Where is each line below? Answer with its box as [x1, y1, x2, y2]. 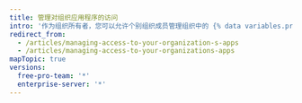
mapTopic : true [9, 55, 67, 64]
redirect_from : [9, 30, 67, 39]
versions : [9, 64, 47, 73]
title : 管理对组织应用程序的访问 [9, 13, 119, 22]
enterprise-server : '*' [17, 80, 106, 89]
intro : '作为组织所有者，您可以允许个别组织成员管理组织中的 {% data [9, 21, 241, 30]
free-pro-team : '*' [17, 72, 91, 81]
